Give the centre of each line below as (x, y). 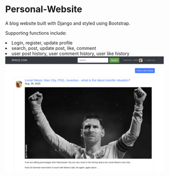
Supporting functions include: (36, 33)
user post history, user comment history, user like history (71, 53)
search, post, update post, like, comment (54, 48)
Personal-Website (44, 9)
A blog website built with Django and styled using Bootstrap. (68, 23)
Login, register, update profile (42, 43)
